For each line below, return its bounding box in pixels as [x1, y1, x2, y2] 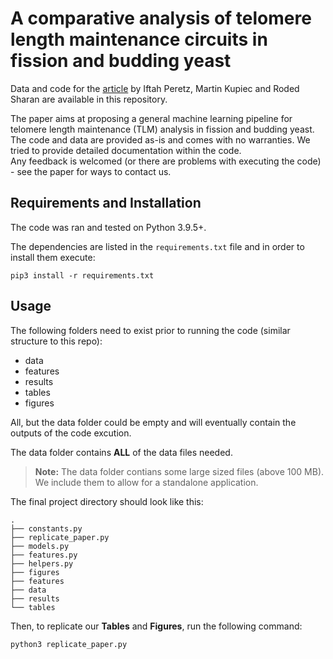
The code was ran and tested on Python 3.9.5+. [10, 221, 207, 233]
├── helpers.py [10, 558, 74, 569]
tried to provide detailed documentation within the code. [10, 144, 242, 156]
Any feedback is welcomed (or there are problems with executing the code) [10, 155, 322, 167]
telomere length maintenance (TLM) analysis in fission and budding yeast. [10, 123, 315, 135]
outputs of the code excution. [10, 427, 132, 439]
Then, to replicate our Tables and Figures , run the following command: [10, 620, 303, 632]
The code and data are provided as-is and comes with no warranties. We [10, 133, 311, 146]
